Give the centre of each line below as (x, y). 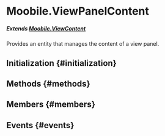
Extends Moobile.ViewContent (46, 28)
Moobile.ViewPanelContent (78, 11)
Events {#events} (40, 125)
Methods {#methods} (48, 84)
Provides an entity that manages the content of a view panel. (83, 44)
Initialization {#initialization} (62, 63)
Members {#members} (51, 105)
